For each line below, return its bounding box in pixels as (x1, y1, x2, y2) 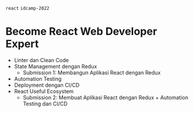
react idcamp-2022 (5, 5, 50, 11)
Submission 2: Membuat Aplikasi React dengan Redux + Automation (22, 94, 189, 101)
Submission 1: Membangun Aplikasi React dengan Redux (22, 69, 161, 76)
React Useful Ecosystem (14, 87, 74, 95)
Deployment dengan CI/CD (14, 81, 80, 88)
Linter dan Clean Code (14, 56, 69, 63)
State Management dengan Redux (14, 63, 97, 70)
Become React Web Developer (5, 25, 157, 38)
